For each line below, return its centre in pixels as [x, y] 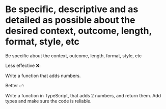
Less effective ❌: [23, 65]
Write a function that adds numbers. [43, 76]
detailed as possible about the [70, 20]
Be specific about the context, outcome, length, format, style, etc [74, 56]
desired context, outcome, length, [78, 31]
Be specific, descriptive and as [72, 9]
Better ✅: [15, 85]
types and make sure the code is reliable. [48, 101]
